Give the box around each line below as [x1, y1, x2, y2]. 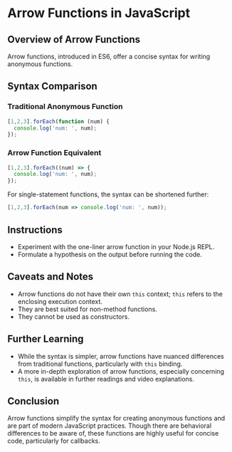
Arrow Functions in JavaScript [7, 5, 191, 21]
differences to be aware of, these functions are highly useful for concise [7, 429, 219, 438]
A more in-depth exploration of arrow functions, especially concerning [17, 367, 225, 375]
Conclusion [7, 395, 60, 407]
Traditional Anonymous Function [7, 102, 123, 112]
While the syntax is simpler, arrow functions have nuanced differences [17, 352, 224, 360]
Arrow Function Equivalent [7, 148, 102, 158]
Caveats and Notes [7, 270, 94, 283]
